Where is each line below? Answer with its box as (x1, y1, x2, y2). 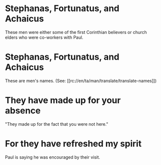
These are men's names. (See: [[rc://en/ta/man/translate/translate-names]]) (5, 78, 157, 83)
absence (5, 105, 41, 116)
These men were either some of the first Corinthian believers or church (5, 29, 147, 35)
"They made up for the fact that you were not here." (5, 121, 108, 127)
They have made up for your (5, 95, 121, 106)
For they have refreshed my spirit (5, 138, 142, 149)
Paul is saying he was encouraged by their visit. (5, 154, 100, 160)
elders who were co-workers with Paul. (5, 34, 83, 40)
